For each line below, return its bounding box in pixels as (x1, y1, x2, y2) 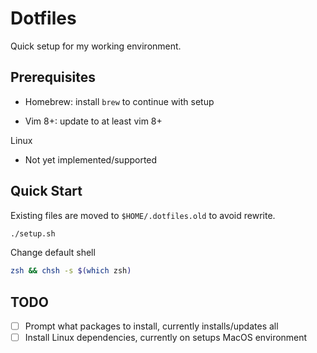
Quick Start (10, 183, 83, 200)
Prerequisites (10, 69, 96, 86)
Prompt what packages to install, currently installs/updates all (24, 320, 279, 332)
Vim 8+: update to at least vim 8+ (24, 115, 163, 127)
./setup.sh (10, 228, 56, 239)
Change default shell (10, 247, 96, 259)
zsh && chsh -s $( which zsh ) (10, 266, 132, 276)
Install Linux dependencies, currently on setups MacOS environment (24, 332, 308, 344)
